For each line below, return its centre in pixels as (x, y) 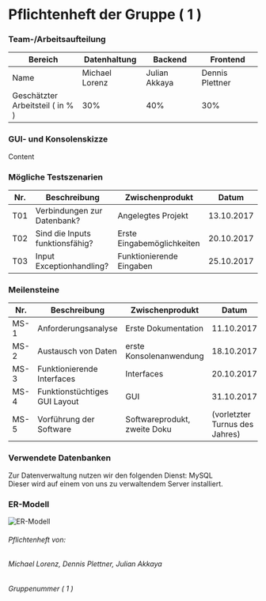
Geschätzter (35, 96)
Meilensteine (34, 290)
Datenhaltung (110, 59)
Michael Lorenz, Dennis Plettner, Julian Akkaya (85, 564)
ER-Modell (29, 504)
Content (21, 157)
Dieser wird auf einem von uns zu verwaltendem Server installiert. (116, 483)
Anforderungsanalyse (78, 328)
